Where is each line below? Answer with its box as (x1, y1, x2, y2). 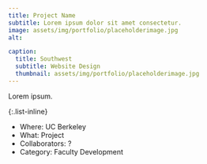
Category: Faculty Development (19, 147, 124, 156)
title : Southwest (15, 55, 73, 63)
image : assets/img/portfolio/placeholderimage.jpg (8, 26, 179, 34)
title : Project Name (8, 11, 77, 20)
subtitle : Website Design (15, 62, 101, 71)
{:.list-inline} (8, 106, 48, 116)
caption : (8, 48, 37, 56)
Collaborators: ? (19, 139, 72, 148)
